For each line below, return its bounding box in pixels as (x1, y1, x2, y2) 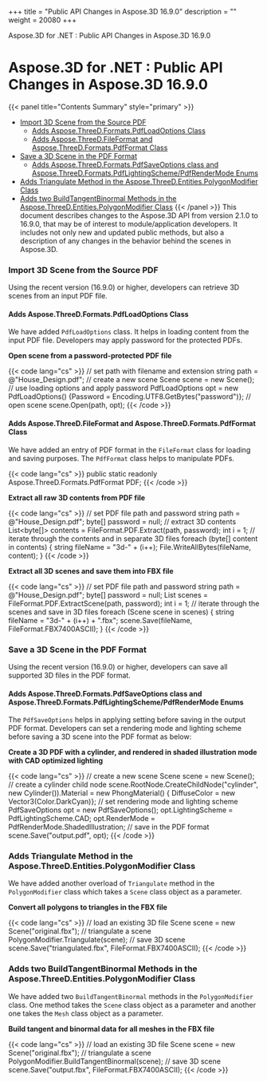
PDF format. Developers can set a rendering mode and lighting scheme (8, 724, 241, 733)
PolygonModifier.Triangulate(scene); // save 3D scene (8, 935, 186, 945)
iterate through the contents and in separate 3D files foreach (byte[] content (8, 534, 258, 543)
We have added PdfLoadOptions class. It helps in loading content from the (8, 327, 249, 337)
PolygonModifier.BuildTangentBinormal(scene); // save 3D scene (8, 1056, 222, 1066)
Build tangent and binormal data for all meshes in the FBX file (8, 1024, 215, 1033)
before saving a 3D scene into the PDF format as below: (8, 732, 192, 741)
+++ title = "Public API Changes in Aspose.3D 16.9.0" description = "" (8, 7, 237, 16)
